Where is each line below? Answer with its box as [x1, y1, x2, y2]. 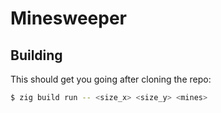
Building [10, 47, 63, 64]
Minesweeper [10, 7, 127, 30]
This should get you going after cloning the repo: [10, 73, 212, 85]
